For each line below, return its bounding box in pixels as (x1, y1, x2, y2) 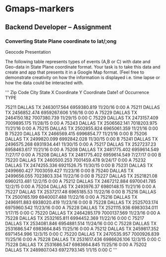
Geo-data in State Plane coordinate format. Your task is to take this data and (5, 64, 161, 70)
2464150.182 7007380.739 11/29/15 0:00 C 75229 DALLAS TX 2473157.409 (5, 115, 159, 121)
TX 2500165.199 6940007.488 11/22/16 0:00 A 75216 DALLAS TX (5, 194, 138, 200)
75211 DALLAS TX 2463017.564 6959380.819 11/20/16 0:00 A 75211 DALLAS (5, 104, 160, 110)
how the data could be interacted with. (5, 80, 84, 86)
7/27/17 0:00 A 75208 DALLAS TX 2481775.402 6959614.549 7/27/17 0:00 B (5, 152, 162, 158)
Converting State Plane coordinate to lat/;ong (5, 38, 117, 45)
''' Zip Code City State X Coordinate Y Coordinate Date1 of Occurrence (5, 89, 150, 95)
